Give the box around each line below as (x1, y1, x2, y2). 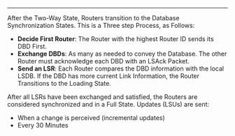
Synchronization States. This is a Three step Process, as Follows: (7, 22, 195, 29)
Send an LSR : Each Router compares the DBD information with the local (17, 64, 225, 73)
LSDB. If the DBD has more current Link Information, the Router (17, 72, 200, 80)
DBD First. (17, 43, 48, 50)
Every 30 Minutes (17, 121, 69, 129)
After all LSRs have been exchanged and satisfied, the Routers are (7, 93, 198, 101)
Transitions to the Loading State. (17, 80, 112, 87)
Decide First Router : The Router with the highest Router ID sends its (17, 35, 215, 43)
